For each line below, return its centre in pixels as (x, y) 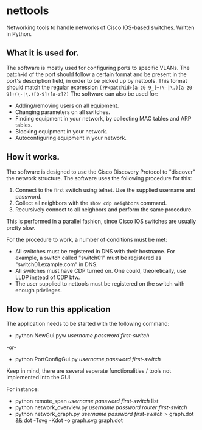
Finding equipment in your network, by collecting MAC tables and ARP (103, 118)
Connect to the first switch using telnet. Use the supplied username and (105, 190)
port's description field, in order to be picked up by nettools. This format (97, 80)
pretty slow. (21, 227)
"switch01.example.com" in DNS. (56, 264)
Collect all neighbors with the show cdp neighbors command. (91, 203)
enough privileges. (39, 290)
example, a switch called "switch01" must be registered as (88, 258)
